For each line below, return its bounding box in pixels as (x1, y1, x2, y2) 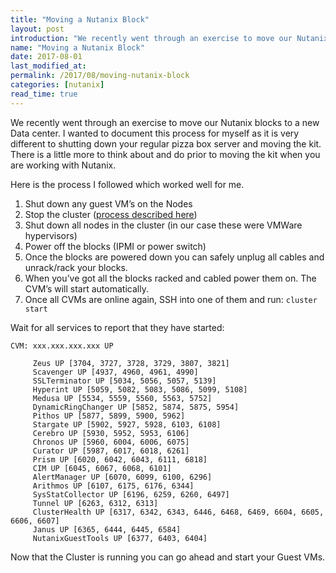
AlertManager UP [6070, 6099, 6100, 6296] (32, 472, 213, 482)
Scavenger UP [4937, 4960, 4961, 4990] (32, 367, 199, 377)
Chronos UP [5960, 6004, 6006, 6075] (32, 437, 190, 447)
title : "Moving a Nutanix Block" (10, 14, 150, 25)
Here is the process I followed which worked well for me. (10, 178, 245, 190)
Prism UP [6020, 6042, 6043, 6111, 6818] (32, 454, 208, 465)
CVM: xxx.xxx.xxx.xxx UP (10, 341, 114, 351)
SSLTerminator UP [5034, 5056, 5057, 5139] (32, 376, 217, 386)
